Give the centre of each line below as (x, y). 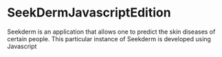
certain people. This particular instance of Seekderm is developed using (109, 38)
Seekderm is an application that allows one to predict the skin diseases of (111, 32)
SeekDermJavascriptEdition (89, 13)
